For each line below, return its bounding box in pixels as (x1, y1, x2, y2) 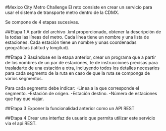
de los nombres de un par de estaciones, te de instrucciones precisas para (5, 60, 158, 65)
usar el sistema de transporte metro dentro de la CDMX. (5, 9, 119, 15)
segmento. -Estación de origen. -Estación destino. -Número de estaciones (5, 91, 158, 96)
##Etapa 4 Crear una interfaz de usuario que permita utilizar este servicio (5, 115, 156, 121)
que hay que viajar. (5, 96, 44, 102)
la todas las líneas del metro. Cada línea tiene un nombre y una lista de (5, 34, 150, 40)
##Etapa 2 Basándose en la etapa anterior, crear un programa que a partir (5, 54, 156, 60)
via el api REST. (5, 121, 37, 126)
